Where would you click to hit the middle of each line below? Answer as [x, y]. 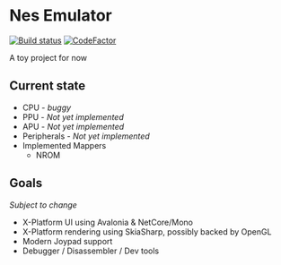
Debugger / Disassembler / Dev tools [91, 251]
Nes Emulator [61, 16]
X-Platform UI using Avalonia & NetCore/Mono [107, 222]
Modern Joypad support [67, 241]
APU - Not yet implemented [73, 126]
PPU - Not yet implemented [73, 116]
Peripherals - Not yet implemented [86, 136]
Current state [48, 86]
